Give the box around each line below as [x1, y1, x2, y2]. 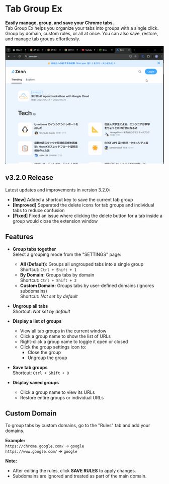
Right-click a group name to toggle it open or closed [20, 338, 128, 344]
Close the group [27, 349, 61, 355]
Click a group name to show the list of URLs [20, 333, 111, 339]
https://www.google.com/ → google [5, 448, 77, 454]
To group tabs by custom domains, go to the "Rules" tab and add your [5, 423, 150, 429]
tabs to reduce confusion [12, 207, 65, 213]
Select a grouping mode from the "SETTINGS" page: [12, 251, 122, 257]
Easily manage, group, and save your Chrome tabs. [5, 20, 114, 26]
